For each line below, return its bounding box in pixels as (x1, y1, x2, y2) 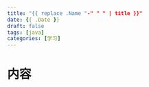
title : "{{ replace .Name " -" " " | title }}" (7, 10, 143, 17)
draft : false (7, 22, 45, 29)
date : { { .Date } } (7, 16, 60, 23)
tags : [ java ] (7, 29, 45, 36)
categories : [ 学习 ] (7, 35, 61, 42)
